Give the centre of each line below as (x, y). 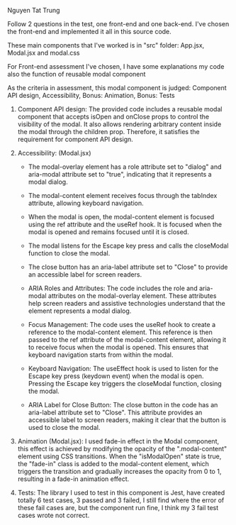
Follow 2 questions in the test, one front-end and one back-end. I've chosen (118, 24)
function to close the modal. (69, 253)
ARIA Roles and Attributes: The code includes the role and (113, 288)
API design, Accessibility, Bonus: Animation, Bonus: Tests (91, 95)
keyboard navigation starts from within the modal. (101, 355)
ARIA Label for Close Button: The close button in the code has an (123, 405)
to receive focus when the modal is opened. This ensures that (118, 347)
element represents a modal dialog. (80, 311)
